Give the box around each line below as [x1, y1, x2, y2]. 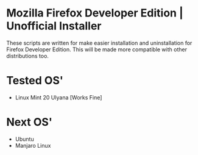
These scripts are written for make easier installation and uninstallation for [6, 39, 193, 46]
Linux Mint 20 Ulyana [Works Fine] [15, 93, 102, 101]
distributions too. [6, 52, 49, 59]
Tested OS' [6, 74, 64, 88]
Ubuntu [15, 135, 35, 143]
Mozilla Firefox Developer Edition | [6, 6, 184, 20]
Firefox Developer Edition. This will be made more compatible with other [6, 46, 188, 53]
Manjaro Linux [15, 142, 51, 149]
